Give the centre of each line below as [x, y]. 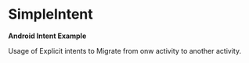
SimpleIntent [51, 14]
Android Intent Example [47, 36]
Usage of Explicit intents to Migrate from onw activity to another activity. [125, 51]
